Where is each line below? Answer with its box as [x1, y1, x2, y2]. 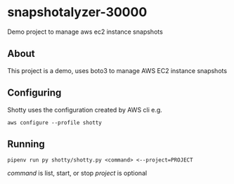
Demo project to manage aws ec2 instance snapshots [7, 27, 163, 36]
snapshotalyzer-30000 [7, 4, 148, 20]
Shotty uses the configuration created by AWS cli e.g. [7, 105, 163, 114]
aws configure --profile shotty [7, 119, 102, 126]
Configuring [7, 87, 62, 99]
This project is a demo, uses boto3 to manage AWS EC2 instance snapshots [7, 66, 227, 74]
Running [7, 138, 46, 150]
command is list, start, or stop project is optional [7, 169, 148, 178]
